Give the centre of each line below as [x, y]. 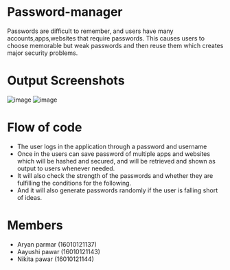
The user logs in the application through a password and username [112, 146]
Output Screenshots [66, 81]
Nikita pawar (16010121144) [56, 259]
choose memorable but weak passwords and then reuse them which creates [115, 45]
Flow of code [45, 127]
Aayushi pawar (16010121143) [59, 251]
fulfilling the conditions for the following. [74, 183]
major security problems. [43, 53]
